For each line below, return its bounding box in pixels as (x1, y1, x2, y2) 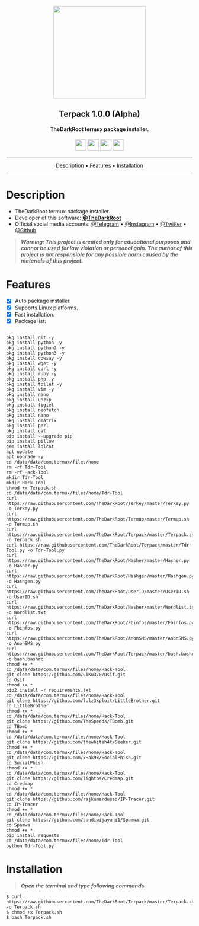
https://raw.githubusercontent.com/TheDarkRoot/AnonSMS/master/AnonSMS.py (6, 635, 195, 641)
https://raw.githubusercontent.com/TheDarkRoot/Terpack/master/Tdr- (19, 542, 192, 548)
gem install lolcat (6, 443, 54, 449)
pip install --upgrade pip (6, 433, 73, 439)
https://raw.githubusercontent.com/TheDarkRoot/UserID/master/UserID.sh (6, 589, 190, 595)
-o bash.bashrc (6, 656, 44, 662)
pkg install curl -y (6, 365, 57, 372)
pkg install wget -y (6, 360, 57, 366)
